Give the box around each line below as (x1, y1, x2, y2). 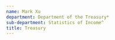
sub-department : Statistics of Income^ (6, 19, 104, 25)
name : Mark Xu (6, 8, 41, 15)
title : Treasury (6, 25, 46, 31)
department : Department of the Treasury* (6, 14, 110, 20)
